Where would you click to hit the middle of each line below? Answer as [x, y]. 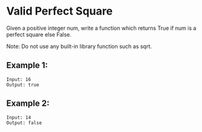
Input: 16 [19, 79]
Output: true [23, 85]
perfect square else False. [39, 34]
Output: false [24, 123]
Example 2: [28, 104]
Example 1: [27, 65]
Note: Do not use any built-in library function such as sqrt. [79, 46]
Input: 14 [19, 117]
